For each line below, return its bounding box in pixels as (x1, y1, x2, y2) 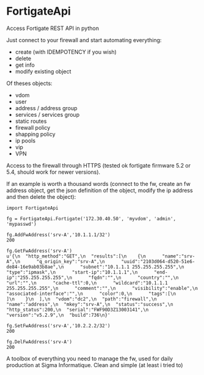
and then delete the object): (6, 193, 76, 200)
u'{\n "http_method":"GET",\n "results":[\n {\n (6, 253, 147, 259)
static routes (15, 117, 47, 125)
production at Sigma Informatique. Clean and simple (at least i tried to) (6, 361, 183, 368)
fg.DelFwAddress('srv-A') (6, 338, 72, 345)
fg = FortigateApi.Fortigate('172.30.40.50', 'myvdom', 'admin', (6, 215, 176, 221)
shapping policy (15, 130, 56, 138)
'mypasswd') (6, 221, 37, 227)
